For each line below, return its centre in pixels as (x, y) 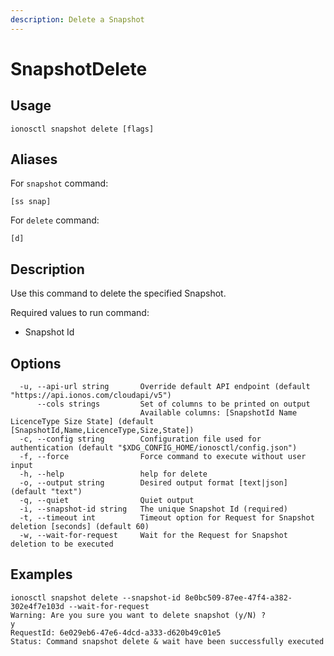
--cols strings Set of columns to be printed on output (173, 404)
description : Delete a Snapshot (77, 19)
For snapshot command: (59, 183)
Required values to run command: (80, 313)
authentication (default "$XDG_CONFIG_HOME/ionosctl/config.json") (154, 448)
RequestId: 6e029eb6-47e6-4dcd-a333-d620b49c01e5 (116, 632)
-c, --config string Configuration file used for (140, 439)
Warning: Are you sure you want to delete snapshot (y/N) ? (138, 615)
